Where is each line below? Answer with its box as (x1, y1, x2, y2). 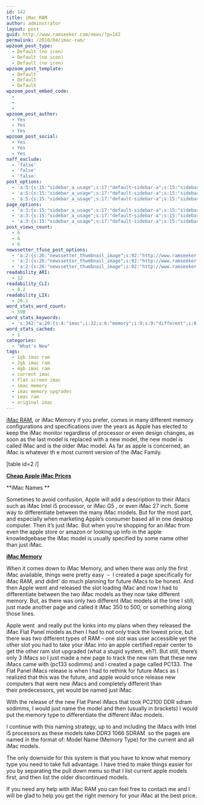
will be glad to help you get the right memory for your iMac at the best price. (6, 792, 197, 799)
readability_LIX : (6, 292, 50, 298)
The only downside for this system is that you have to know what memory (6, 754, 191, 761)
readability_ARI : (6, 269, 50, 276)
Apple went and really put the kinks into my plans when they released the (6, 622, 191, 629)
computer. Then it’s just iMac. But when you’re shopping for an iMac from (6, 522, 190, 529)
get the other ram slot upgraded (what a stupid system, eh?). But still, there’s (6, 648, 198, 655)
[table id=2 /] (6, 460, 39, 468)
